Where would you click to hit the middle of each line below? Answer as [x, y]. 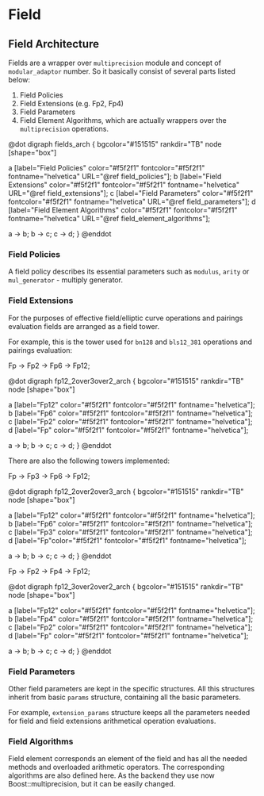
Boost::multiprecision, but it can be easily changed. [92, 784]
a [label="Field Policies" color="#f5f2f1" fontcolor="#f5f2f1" [107, 168]
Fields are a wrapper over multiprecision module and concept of [115, 63]
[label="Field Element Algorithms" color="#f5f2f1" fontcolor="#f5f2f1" [123, 210]
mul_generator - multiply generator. [65, 280]
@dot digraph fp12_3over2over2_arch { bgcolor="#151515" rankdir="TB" [126, 586]
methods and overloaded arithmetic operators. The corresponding [117, 767]
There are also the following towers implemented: [89, 461]
